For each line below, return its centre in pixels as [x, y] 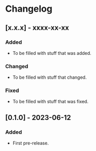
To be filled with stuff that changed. [50, 77]
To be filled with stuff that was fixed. [50, 102]
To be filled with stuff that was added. [52, 53]
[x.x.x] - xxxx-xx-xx [37, 28]
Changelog [29, 9]
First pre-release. [31, 143]
